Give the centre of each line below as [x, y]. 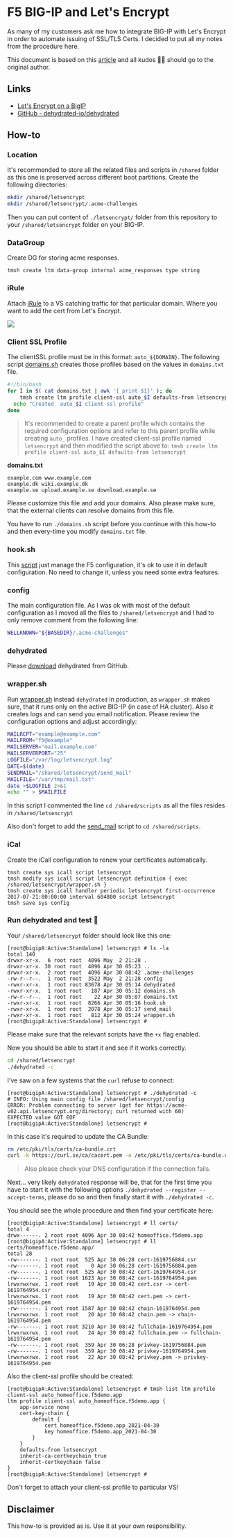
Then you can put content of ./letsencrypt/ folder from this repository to [112, 217]
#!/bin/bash [24, 385]
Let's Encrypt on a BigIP [52, 106]
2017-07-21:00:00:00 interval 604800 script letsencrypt [91, 897]
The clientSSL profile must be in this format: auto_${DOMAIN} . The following [114, 357]
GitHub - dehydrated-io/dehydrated [68, 113]
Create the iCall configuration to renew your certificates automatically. [107, 860]
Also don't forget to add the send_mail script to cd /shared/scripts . [104, 826]
